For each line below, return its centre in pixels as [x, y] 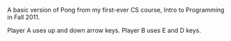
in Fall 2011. [24, 17]
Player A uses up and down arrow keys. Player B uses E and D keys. [104, 30]
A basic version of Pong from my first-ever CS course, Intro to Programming [116, 10]
